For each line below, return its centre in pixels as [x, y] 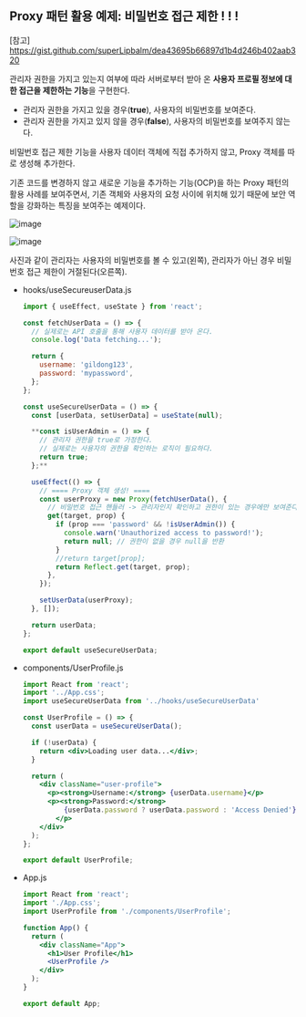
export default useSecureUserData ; [90, 650]
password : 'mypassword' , [87, 374]
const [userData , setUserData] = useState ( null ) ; [127, 415]
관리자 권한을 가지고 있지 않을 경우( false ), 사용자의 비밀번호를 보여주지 [148, 120]
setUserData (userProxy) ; [87, 600]
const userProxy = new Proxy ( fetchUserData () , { [133, 499]
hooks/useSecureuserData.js [77, 289]
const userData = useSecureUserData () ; [107, 726]
